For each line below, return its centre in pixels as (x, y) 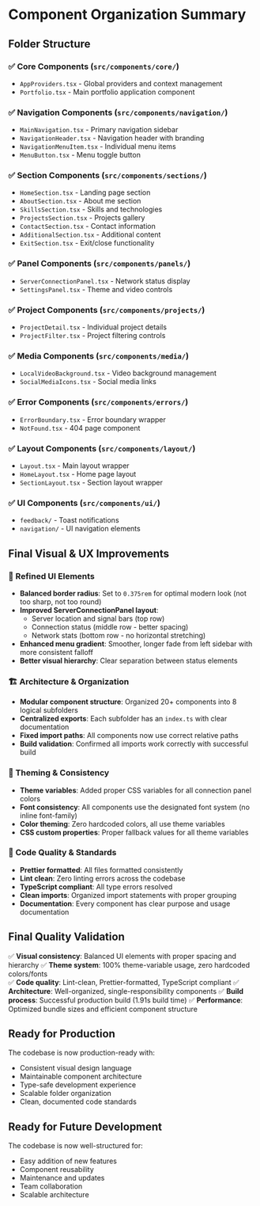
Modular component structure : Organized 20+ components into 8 (128, 702)
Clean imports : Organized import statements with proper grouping (128, 895)
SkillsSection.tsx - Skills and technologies (91, 209)
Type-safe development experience (78, 1085)
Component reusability (57, 1170)
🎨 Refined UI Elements (51, 576)
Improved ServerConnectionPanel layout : (89, 610)
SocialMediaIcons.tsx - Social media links (88, 382)
